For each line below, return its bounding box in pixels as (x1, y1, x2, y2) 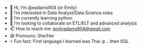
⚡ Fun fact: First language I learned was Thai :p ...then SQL (9, 38, 129, 44)
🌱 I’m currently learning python (9, 15, 73, 21)
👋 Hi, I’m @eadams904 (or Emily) (9, 5, 77, 10)
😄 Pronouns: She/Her (9, 33, 55, 39)
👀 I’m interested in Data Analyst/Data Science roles (9, 10, 113, 16)
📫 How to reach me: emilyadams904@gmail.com (9, 26, 111, 31)
